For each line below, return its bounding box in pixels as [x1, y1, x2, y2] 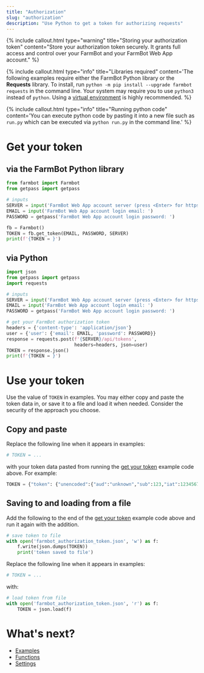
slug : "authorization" [6, 15, 64, 21]
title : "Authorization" [6, 9, 67, 15]
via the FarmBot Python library [6, 164, 124, 174]
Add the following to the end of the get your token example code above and [6, 514, 195, 522]
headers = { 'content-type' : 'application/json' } [6, 325, 132, 331]
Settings [15, 660, 36, 667]
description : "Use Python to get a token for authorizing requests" [6, 20, 183, 26]
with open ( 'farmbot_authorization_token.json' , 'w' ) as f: [6, 538, 159, 544]
